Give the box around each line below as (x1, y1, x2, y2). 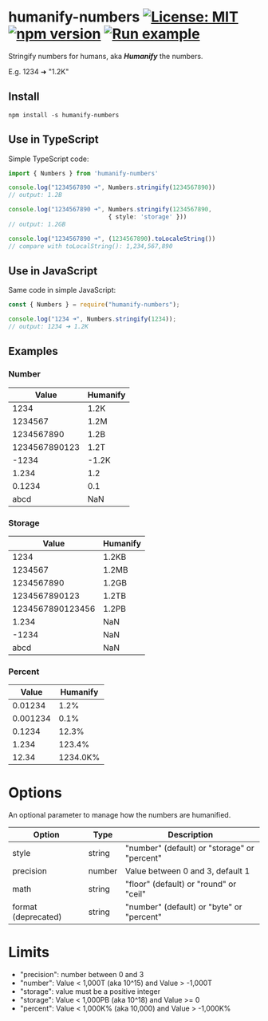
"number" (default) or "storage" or (124, 842, 255, 853)
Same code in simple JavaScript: (8, 286, 116, 295)
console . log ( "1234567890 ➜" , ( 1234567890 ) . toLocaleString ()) (8, 235, 216, 242)
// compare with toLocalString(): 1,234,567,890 (8, 242, 173, 250)
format (12, 901, 37, 913)
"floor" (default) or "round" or (124, 878, 237, 889)
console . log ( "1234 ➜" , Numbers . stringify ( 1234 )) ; (8, 315, 177, 323)
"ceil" (124, 889, 146, 900)
